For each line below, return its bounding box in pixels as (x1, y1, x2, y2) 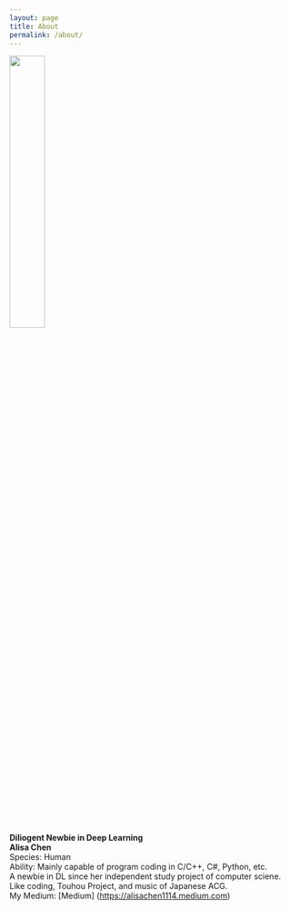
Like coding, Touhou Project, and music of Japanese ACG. (9, 881, 228, 892)
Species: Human (9, 852, 71, 863)
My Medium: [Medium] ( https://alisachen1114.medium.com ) (9, 890, 231, 902)
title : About (9, 22, 59, 31)
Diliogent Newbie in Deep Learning (9, 833, 144, 844)
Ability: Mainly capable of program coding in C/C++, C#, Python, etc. (9, 862, 268, 873)
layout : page (9, 13, 59, 23)
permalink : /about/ (9, 30, 84, 39)
